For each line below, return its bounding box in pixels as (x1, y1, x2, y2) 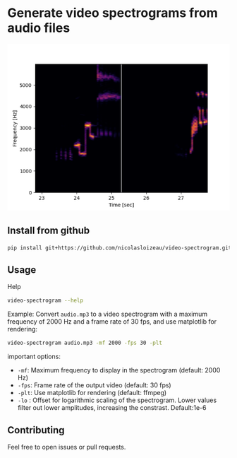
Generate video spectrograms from (7, 5, 218, 21)
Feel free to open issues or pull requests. (7, 443, 126, 451)
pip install (7, 244, 42, 252)
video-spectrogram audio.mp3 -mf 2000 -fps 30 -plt (7, 339, 162, 347)
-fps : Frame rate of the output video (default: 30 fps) (17, 381, 171, 389)
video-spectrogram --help (7, 297, 83, 305)
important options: (7, 352, 61, 361)
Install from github (7, 225, 90, 237)
